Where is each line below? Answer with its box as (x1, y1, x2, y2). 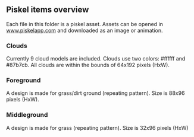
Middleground (6, 111, 48, 119)
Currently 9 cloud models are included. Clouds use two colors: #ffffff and (6, 55, 186, 62)
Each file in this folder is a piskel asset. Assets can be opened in (6, 20, 164, 27)
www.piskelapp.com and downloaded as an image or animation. (6, 27, 163, 34)
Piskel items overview (6, 5, 89, 15)
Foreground (6, 77, 41, 85)
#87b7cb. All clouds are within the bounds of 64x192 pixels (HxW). (6, 62, 170, 69)
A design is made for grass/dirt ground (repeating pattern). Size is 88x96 (6, 90, 185, 97)
